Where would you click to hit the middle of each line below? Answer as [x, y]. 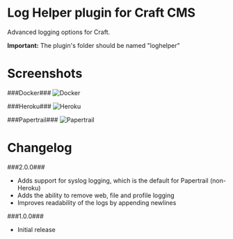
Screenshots [45, 74]
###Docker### [29, 92]
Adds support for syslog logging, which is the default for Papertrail [113, 180]
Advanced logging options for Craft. [59, 32]
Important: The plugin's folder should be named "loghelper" [94, 45]
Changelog [40, 148]
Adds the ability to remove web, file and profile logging [96, 195]
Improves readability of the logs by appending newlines [97, 202]
